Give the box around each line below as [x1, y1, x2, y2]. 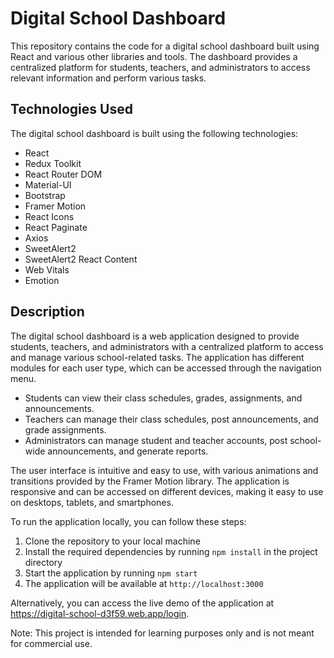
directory [24, 556, 63, 568]
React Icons [24, 210, 75, 222]
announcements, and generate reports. [47, 445, 209, 457]
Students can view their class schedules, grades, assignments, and [24, 392, 303, 404]
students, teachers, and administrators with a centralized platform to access [10, 340, 324, 352]
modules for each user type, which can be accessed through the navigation [10, 362, 322, 374]
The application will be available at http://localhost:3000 [24, 577, 264, 589]
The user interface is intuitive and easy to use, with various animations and [10, 464, 319, 476]
